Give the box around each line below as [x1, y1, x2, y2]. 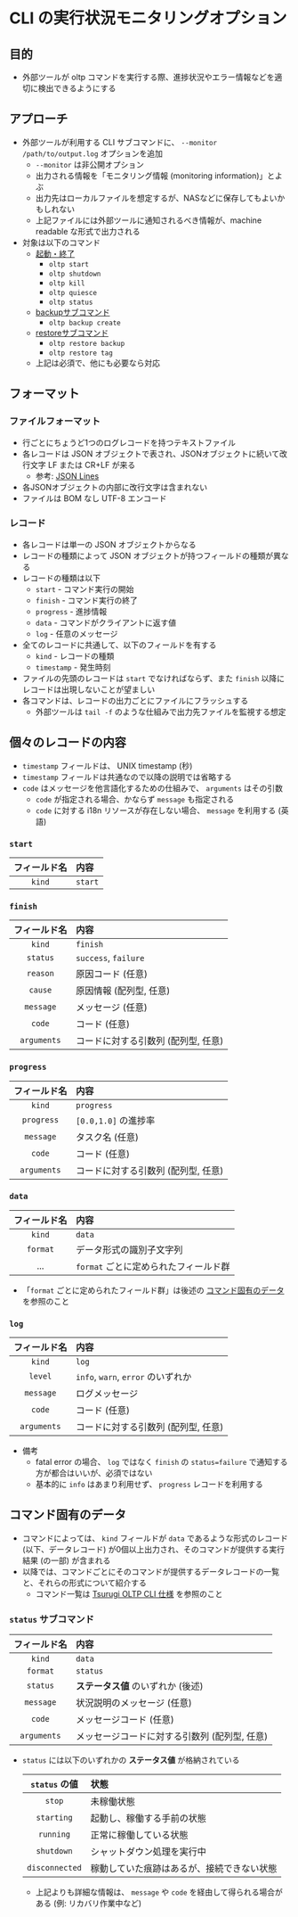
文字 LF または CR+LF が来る [29, 459, 136, 470]
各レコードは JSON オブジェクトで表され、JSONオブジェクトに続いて [21, 448, 280, 459]
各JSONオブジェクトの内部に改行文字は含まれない [21, 481, 208, 492]
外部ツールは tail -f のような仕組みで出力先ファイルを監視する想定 [35, 706, 286, 717]
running [38, 1830, 71, 1839]
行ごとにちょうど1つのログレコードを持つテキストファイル [21, 437, 237, 448]
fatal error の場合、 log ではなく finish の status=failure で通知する [35, 1457, 288, 1468]
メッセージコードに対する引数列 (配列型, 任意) [75, 1731, 269, 1743]
